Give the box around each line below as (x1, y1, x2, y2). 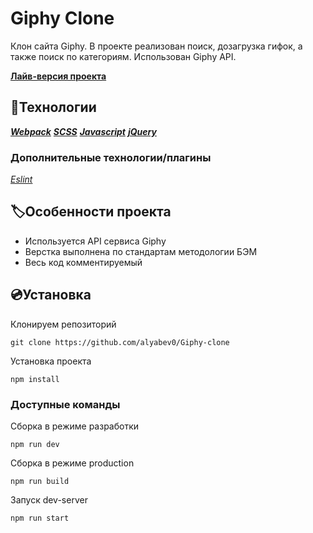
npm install (10, 374, 60, 384)
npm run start (10, 513, 70, 523)
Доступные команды (10, 397, 121, 411)
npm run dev (10, 439, 60, 449)
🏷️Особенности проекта (10, 203, 172, 221)
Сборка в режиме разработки (10, 420, 140, 432)
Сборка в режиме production (10, 457, 135, 469)
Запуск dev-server (10, 493, 88, 506)
